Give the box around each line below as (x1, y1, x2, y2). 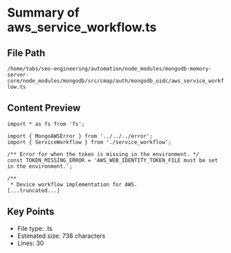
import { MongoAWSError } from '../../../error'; (7, 133, 154, 140)
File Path (7, 47, 46, 59)
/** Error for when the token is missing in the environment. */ (7, 151, 199, 158)
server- (7, 71, 30, 78)
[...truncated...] (7, 187, 60, 194)
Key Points (7, 206, 55, 218)
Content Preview (7, 102, 81, 114)
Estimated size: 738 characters (17, 232, 106, 240)
